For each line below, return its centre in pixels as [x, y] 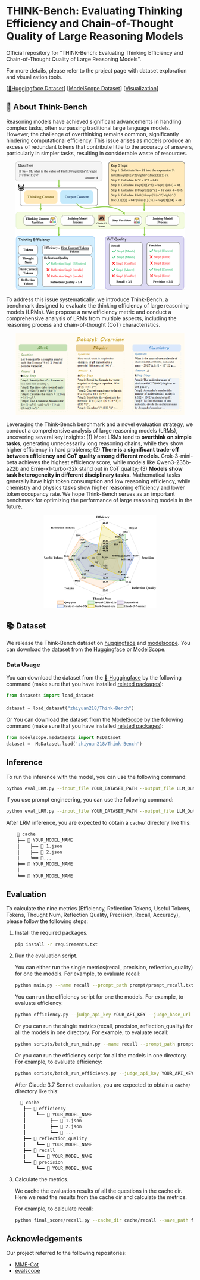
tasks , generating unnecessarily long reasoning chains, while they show [95, 443]
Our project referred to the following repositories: [66, 1253]
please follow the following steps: [47, 921]
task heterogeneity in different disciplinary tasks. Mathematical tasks [93, 475]
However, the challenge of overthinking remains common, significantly [93, 134]
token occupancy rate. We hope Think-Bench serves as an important [90, 494]
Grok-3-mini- [177, 456]
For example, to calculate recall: [54, 1209]
